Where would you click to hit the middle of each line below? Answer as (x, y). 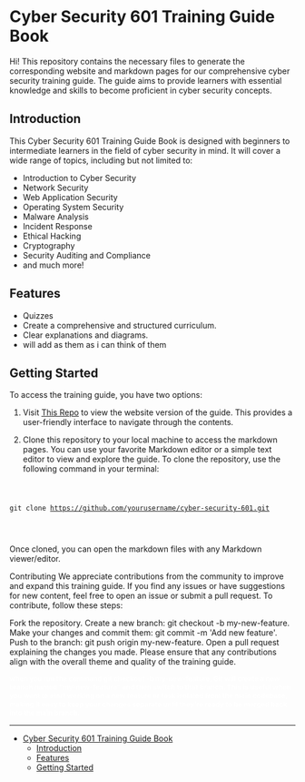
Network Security (55, 188)
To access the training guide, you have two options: (106, 395)
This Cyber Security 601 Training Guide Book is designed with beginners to (150, 141)
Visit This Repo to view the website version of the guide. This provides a (157, 412)
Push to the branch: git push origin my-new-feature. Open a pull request (144, 643)
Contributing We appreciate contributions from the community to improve (147, 576)
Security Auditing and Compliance (87, 255)
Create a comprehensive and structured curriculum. (119, 325)
